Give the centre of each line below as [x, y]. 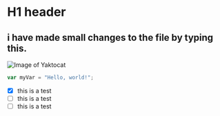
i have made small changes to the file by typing [110, 38]
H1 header [37, 12]
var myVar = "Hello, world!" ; [51, 77]
